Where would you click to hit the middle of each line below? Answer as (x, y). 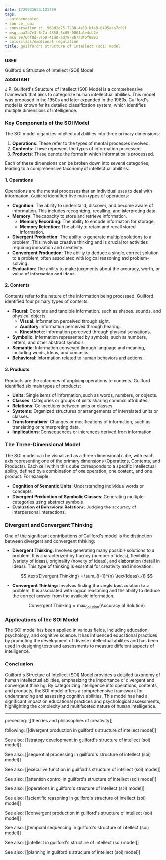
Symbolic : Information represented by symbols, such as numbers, (80, 337)
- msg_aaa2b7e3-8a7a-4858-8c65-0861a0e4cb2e (52, 33)
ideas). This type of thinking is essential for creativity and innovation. (83, 566)
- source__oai (20, 23)
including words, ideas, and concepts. (51, 353)
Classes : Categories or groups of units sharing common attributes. (81, 400)
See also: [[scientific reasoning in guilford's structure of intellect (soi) (76, 798)
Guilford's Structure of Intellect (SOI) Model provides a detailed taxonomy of (83, 675)
